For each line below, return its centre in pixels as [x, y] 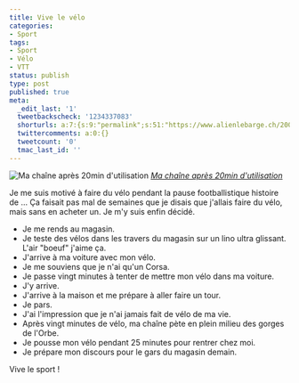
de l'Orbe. [40, 333]
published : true [39, 92]
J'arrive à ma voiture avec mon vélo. [89, 257]
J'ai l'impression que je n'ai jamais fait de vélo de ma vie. [126, 314]
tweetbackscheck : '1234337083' [75, 117]
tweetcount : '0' [47, 142]
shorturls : [37, 126]
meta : [19, 100]
